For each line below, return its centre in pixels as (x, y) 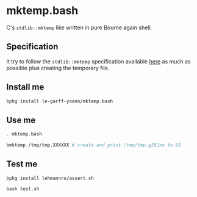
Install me (25, 87)
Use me (21, 120)
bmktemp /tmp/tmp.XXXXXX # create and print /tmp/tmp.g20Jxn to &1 (94, 145)
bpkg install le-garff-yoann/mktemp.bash (60, 101)
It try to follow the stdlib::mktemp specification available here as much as (99, 61)
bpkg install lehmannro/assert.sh (50, 178)
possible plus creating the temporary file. (58, 68)
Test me (22, 164)
